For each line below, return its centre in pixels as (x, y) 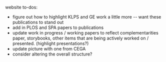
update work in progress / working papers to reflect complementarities (85, 33)
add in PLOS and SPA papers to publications (58, 27)
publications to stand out (38, 22)
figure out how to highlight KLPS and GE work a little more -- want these (87, 17)
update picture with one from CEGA (49, 49)
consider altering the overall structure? (52, 54)
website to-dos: (21, 7)
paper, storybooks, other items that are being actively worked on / (80, 38)
